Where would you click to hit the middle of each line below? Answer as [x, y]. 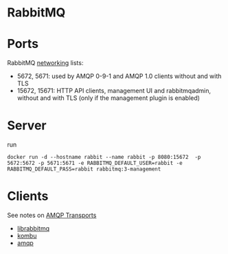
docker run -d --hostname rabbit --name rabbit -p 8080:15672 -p [104, 157]
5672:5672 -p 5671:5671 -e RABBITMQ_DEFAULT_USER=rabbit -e [95, 163]
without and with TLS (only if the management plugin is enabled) [109, 98]
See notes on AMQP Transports [52, 215]
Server [27, 126]
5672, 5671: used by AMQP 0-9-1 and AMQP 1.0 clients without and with [119, 76]
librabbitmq [33, 228]
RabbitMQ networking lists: [45, 63]
